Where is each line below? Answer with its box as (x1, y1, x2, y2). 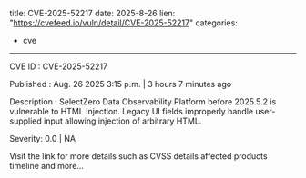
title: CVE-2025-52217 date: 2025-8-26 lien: (9, 8, 176, 18)
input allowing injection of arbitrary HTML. (44, 115, 202, 126)
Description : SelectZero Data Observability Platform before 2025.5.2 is (9, 96, 277, 107)
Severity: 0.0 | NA (9, 133, 76, 143)
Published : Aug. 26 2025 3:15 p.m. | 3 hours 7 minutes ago (9, 79, 232, 89)
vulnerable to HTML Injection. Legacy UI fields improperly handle (9, 106, 253, 116)
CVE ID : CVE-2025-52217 (9, 61, 107, 72)
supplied (9, 115, 43, 126)
